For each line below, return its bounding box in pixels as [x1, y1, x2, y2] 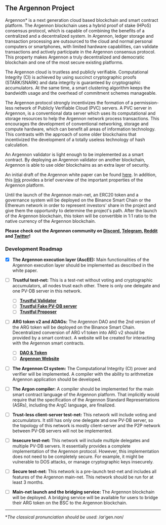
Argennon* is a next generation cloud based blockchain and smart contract [5, 17, 159, 23]
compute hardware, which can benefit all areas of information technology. [5, 126, 156, 132]
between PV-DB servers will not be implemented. [12, 428, 113, 434]
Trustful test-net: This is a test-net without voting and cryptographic [12, 277, 153, 283]
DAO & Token [19, 350, 47, 356]
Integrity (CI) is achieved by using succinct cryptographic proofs [5, 74, 137, 80]
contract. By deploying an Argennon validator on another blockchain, [5, 156, 146, 163]
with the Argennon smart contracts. [12, 340, 85, 346]
